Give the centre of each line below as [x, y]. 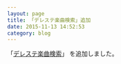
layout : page [26, 14]
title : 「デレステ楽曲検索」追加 [49, 20]
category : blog [29, 33]
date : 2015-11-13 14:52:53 [46, 26]
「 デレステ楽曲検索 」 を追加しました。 [63, 54]
